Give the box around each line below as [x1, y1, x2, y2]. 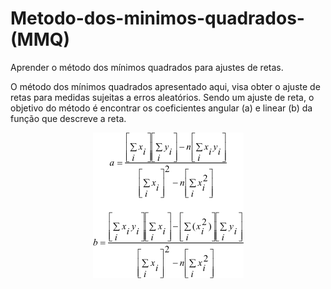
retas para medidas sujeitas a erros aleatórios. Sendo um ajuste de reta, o [10, 91, 315, 103]
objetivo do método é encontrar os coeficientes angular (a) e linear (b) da [10, 102, 313, 114]
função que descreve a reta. [10, 112, 127, 124]
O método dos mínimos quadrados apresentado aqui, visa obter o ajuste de [10, 80, 321, 92]
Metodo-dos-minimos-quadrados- [10, 7, 305, 30]
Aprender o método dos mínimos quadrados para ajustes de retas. [10, 61, 284, 73]
